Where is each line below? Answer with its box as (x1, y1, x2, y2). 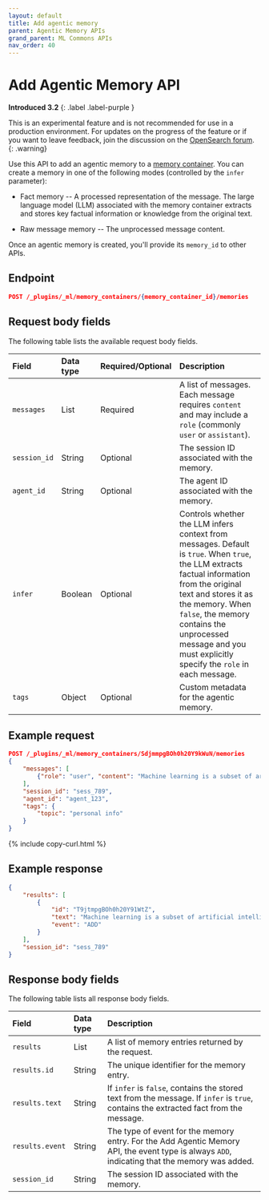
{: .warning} (8, 143, 48, 153)
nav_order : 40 (8, 42, 56, 50)
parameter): (8, 176, 48, 186)
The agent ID (179, 475, 228, 486)
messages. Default (179, 538, 250, 549)
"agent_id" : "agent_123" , (22, 794, 110, 802)
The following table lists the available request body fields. (8, 336, 199, 345)
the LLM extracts (179, 558, 243, 569)
